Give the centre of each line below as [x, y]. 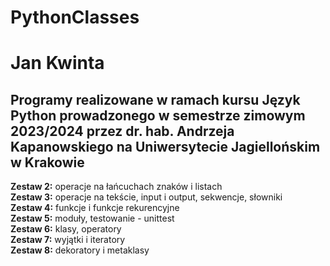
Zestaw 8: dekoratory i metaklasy [80, 250]
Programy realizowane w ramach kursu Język [155, 99]
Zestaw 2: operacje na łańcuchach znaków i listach [116, 187]
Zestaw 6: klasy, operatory [66, 229]
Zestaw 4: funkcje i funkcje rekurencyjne [95, 208]
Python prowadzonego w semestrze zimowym [158, 115]
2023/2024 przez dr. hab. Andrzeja [122, 131]
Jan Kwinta [57, 63]
